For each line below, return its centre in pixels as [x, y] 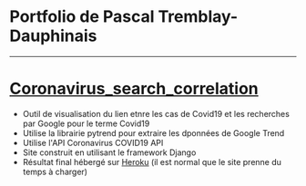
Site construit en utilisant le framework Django [109, 152]
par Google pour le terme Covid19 [86, 123]
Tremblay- [198, 17]
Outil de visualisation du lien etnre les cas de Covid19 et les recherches [156, 113]
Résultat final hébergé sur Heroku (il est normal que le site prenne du [152, 162]
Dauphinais [53, 36]
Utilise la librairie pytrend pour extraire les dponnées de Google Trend [153, 132]
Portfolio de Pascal [82, 17]
